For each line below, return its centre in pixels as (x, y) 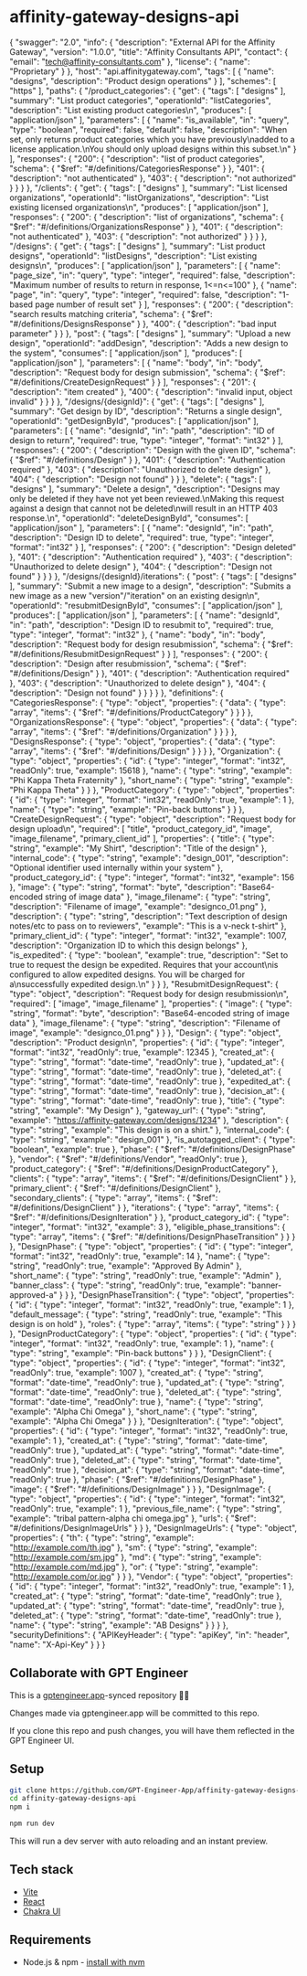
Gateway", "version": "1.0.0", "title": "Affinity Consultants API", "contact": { (149, 51)
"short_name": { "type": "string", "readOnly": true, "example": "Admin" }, (145, 1275)
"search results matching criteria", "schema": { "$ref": (111, 313)
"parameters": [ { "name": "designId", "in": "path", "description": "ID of (142, 430)
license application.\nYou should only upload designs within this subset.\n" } (153, 149)
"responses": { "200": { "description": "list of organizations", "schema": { (147, 217)
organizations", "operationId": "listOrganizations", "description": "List (139, 197)
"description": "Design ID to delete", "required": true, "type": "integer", (142, 537)
